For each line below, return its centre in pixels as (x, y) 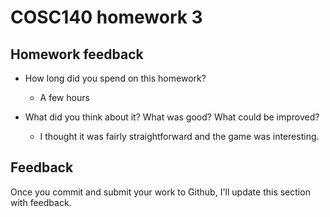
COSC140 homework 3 (106, 17)
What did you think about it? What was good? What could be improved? (172, 117)
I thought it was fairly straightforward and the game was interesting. (179, 136)
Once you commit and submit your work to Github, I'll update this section (160, 192)
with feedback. (41, 202)
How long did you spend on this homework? (115, 78)
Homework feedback (77, 54)
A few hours (64, 97)
